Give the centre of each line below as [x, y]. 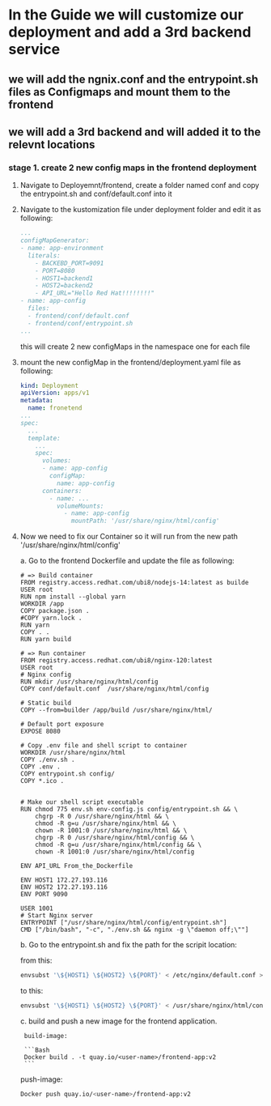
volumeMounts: [80, 506]
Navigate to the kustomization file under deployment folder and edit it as [140, 210]
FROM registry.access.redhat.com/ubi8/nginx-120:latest [116, 661]
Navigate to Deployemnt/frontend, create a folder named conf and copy [140, 185]
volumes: [57, 461]
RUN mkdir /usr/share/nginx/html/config [89, 682]
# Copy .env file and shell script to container [104, 746]
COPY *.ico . [42, 781]
